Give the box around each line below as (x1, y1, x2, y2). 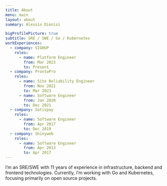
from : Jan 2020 (23, 98, 56, 103)
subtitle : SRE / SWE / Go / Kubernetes (5, 36, 90, 41)
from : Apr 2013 (23, 146, 56, 151)
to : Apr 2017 (23, 150, 52, 155)
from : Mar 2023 (23, 59, 56, 65)
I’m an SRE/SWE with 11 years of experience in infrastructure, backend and (5, 164, 162, 170)
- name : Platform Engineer (18, 55, 77, 60)
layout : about (5, 17, 36, 22)
